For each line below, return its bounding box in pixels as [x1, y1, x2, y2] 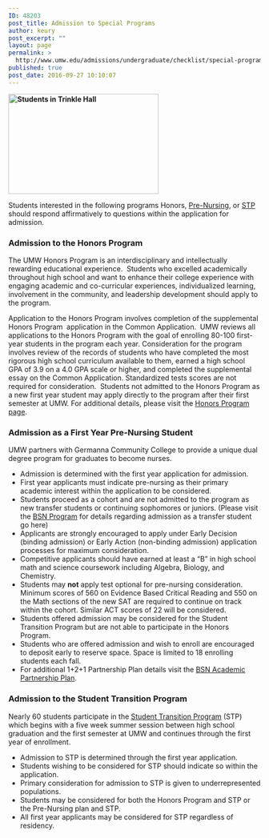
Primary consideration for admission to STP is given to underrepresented [19, 778, 261, 788]
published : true [8, 64, 62, 72]
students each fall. [19, 656, 82, 666]
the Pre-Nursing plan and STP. [19, 804, 122, 813]
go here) [19, 520, 49, 530]
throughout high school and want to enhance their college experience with [8, 272, 255, 282]
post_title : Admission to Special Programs [8, 19, 156, 27]
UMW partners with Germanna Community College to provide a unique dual [8, 445, 258, 455]
